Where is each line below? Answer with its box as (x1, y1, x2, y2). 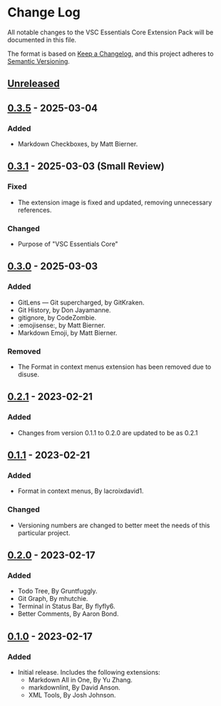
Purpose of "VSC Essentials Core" (17, 240, 119, 248)
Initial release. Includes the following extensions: (17, 668, 160, 677)
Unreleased (7, 78, 61, 90)
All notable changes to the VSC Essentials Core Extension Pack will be (7, 28, 214, 36)
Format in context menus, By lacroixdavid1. (17, 487, 144, 495)
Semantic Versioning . (7, 56, 70, 65)
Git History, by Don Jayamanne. (17, 305, 111, 314)
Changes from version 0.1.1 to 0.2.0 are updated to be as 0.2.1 (17, 428, 198, 437)
